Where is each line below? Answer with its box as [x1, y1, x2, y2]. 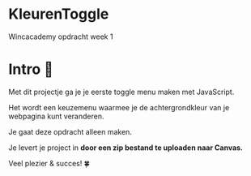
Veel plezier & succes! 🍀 [8, 158, 91, 168]
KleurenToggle [8, 5, 109, 24]
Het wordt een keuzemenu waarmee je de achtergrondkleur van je [8, 102, 230, 112]
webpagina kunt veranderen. [8, 111, 104, 121]
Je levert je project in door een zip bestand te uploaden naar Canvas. [8, 143, 244, 152]
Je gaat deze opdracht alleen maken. [8, 127, 132, 136]
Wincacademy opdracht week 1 [8, 32, 113, 41]
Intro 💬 [8, 60, 54, 79]
